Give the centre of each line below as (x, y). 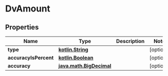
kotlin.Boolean (76, 58)
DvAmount (28, 9)
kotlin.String (73, 49)
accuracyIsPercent (31, 58)
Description (130, 41)
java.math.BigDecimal (85, 66)
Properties (22, 27)
